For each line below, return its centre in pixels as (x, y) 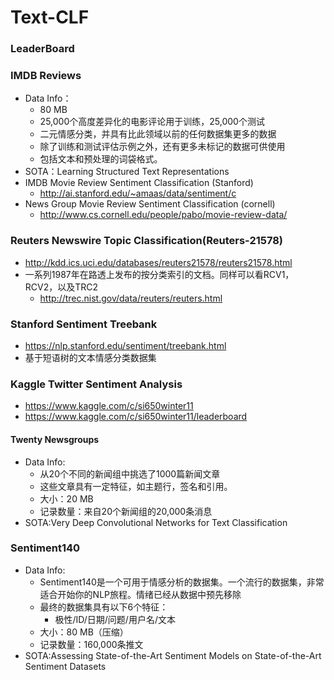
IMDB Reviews (46, 76)
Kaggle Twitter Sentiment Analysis (96, 384)
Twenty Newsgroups (55, 439)
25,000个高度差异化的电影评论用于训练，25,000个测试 (152, 122)
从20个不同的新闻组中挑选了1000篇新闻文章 (130, 473)
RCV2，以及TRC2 (61, 287)
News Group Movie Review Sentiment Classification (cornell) (150, 204)
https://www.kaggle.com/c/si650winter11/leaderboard (136, 417)
